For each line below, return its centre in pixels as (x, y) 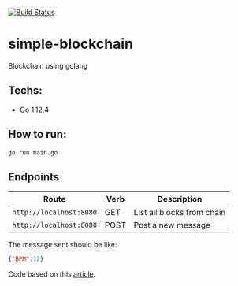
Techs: (26, 91)
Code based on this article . (52, 274)
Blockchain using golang (48, 65)
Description (180, 199)
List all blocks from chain (180, 213)
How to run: (37, 134)
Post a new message (172, 225)
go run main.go (33, 152)
